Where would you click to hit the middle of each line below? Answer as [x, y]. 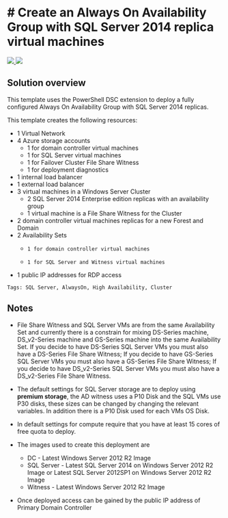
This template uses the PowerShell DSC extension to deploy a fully [101, 99]
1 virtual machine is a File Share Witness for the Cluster [104, 213]
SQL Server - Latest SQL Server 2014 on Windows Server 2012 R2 [120, 465]
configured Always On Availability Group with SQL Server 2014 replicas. [108, 107]
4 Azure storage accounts [54, 140]
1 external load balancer [51, 184]
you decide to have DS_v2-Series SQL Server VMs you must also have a [118, 368]
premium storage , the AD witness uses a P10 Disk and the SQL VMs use [119, 396]
